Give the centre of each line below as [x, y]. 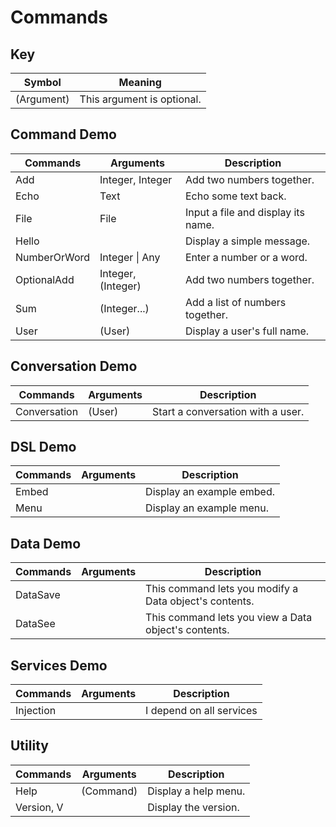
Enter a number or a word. [246, 257]
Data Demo [46, 543]
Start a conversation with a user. [228, 411]
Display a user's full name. [247, 331]
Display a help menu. [196, 791]
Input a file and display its [244, 212]
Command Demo [63, 134]
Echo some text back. [235, 196]
